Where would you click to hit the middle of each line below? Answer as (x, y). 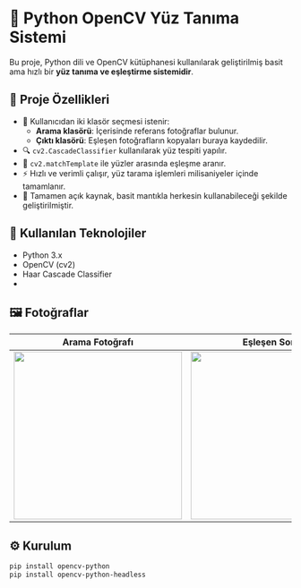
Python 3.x (42, 255)
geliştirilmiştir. (48, 205)
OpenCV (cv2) (49, 264)
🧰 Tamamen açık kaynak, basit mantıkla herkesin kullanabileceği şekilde (155, 195)
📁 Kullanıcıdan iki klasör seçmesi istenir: (96, 121)
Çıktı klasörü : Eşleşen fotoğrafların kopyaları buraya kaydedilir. (152, 140)
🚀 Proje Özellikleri (60, 100)
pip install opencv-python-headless (77, 575)
